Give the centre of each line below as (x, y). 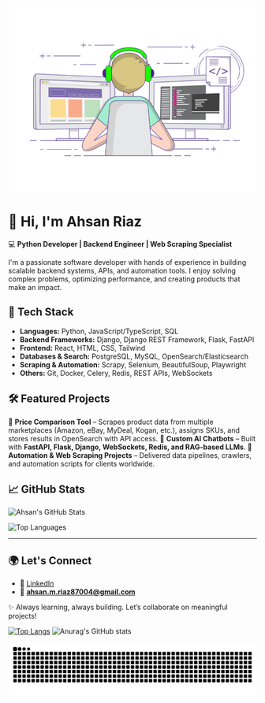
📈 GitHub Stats (47, 489)
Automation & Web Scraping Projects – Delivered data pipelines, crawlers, (130, 455)
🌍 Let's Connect (50, 561)
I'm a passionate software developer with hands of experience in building (127, 262)
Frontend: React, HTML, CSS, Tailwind (82, 348)
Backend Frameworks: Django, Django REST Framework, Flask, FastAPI (137, 339)
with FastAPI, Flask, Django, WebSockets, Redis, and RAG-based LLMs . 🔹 (130, 447)
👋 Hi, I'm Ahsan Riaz (75, 222)
